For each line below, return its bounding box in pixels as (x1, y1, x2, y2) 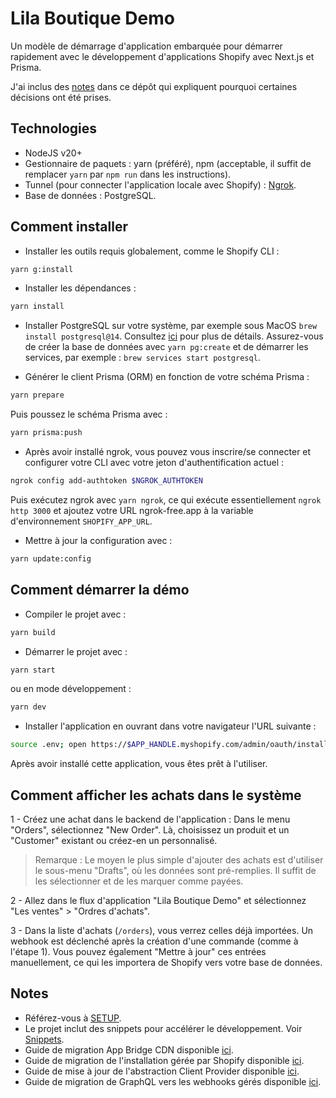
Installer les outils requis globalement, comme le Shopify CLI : (24, 245, 280, 257)
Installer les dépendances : (24, 282, 137, 294)
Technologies (10, 120, 98, 137)
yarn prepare (10, 390, 65, 401)
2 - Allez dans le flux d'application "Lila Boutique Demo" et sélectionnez (10, 894, 307, 906)
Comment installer (10, 218, 128, 236)
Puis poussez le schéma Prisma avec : (10, 408, 168, 421)
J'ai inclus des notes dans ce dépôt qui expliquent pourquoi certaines (10, 80, 298, 92)
